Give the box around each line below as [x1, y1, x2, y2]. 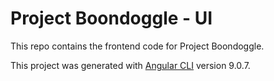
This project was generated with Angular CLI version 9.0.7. [10, 59, 251, 71]
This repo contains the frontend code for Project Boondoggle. [10, 40, 265, 52]
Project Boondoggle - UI [10, 7, 213, 30]
